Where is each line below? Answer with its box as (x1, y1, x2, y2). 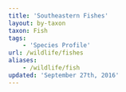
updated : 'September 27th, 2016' (8, 71, 120, 79)
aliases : (8, 57, 37, 65)
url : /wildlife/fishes (8, 49, 84, 57)
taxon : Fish (8, 26, 48, 34)
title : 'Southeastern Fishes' (8, 11, 109, 20)
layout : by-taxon (8, 19, 66, 27)
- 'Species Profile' (22, 42, 91, 50)
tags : (8, 34, 26, 42)
